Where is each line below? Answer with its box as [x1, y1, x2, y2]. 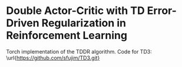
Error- [147, 4, 177, 17]
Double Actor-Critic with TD [6, 4, 145, 17]
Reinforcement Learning [6, 29, 128, 42]
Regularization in [41, 16, 127, 30]
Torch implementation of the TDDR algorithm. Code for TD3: [6, 48, 152, 55]
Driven [6, 16, 39, 30]
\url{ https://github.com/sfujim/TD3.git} [6, 54, 100, 61]
